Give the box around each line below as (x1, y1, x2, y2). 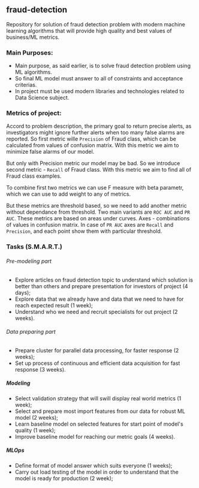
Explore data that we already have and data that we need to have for (14, 295, 184, 303)
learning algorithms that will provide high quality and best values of (6, 27, 172, 34)
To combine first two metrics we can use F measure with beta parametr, (6, 184, 184, 191)
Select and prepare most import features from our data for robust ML (14, 408, 186, 415)
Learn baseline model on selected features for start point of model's (14, 420, 184, 427)
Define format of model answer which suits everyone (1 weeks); (14, 462, 173, 469)
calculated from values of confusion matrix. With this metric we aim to (6, 142, 179, 149)
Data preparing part (6, 328, 56, 336)
